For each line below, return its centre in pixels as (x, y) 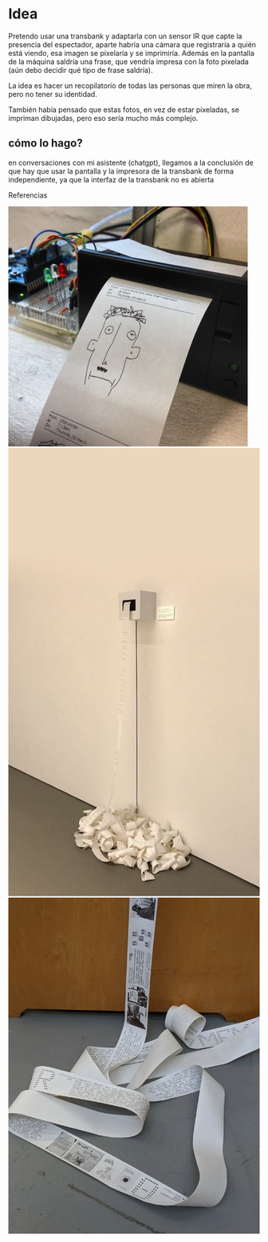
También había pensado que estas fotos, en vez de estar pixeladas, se (124, 110)
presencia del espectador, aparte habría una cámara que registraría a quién (132, 44)
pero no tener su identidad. (53, 94)
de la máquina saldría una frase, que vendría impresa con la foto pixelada (128, 62)
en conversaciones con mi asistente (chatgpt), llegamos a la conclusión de (131, 162)
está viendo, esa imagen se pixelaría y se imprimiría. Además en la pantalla (132, 53)
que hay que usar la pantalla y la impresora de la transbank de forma (121, 171)
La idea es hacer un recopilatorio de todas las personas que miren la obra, (130, 86)
